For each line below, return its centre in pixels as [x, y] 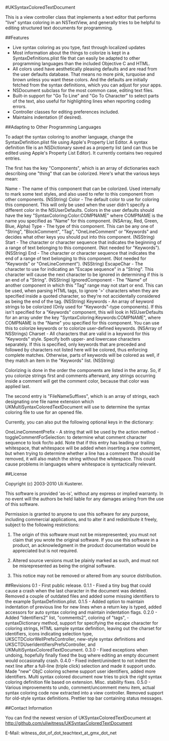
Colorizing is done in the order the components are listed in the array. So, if [83, 370]
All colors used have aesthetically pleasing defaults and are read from [85, 69]
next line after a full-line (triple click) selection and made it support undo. [81, 666]
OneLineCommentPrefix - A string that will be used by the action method [80, 432]
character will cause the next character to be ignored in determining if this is [84, 274]
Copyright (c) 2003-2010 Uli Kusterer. [44, 484]
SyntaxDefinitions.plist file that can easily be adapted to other [76, 58]
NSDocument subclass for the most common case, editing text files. [83, 90]
